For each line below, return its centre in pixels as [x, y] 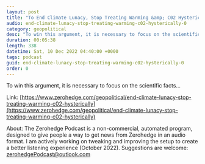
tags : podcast [24, 57]
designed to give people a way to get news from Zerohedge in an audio [96, 135]
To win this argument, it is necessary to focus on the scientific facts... [94, 86]
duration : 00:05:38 [31, 40]
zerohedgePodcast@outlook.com [49, 154]
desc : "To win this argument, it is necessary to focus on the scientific [103, 35]
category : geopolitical [37, 29]
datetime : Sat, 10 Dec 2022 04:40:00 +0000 [63, 52]
